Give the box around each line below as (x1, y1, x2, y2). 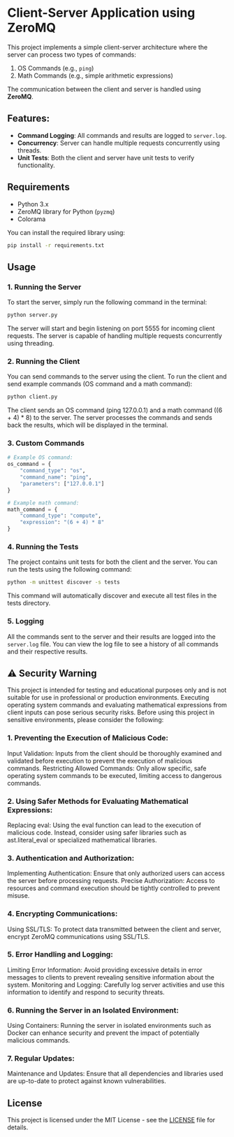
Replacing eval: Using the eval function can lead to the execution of (7, 821, 201, 829)
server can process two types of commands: (7, 50, 136, 59)
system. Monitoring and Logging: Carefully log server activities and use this (7, 980, 225, 989)
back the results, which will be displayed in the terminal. (7, 421, 169, 430)
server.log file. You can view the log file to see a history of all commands (7, 640, 219, 648)
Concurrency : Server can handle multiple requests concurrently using (17, 139, 220, 147)
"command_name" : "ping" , (20, 474, 92, 481)
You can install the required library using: (7, 228, 126, 236)
